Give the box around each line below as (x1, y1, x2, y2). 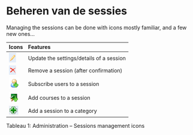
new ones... (6, 30, 35, 37)
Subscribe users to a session (28, 81, 99, 88)
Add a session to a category (28, 107, 97, 114)
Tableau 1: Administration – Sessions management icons (6, 122, 145, 130)
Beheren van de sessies (6, 4, 128, 18)
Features (28, 44, 51, 51)
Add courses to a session (28, 94, 91, 102)
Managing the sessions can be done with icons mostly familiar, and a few (6, 24, 187, 31)
